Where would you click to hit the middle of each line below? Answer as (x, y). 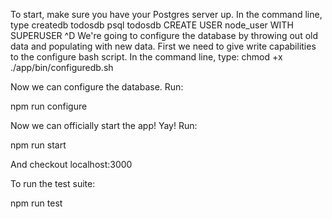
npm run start (38, 145)
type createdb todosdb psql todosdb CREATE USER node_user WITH (152, 25)
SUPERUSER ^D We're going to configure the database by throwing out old (164, 35)
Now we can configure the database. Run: (97, 87)
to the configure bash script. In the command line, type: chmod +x (146, 57)
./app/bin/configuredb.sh (62, 67)
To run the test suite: (53, 183)
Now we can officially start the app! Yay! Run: (104, 125)
